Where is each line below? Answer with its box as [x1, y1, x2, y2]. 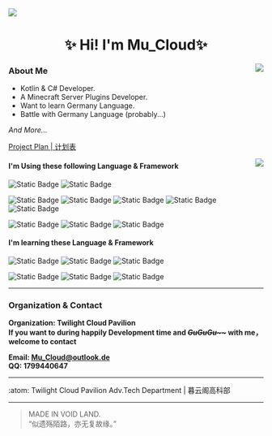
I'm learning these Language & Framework [8, 238, 154, 248]
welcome [8, 337, 40, 347]
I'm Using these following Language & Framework [8, 162, 180, 171]
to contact [41, 337, 77, 347]
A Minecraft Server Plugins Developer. [19, 93, 148, 102]
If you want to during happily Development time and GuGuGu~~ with [8, 328, 244, 338]
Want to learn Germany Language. [19, 101, 135, 110]
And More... [8, 125, 48, 135]
